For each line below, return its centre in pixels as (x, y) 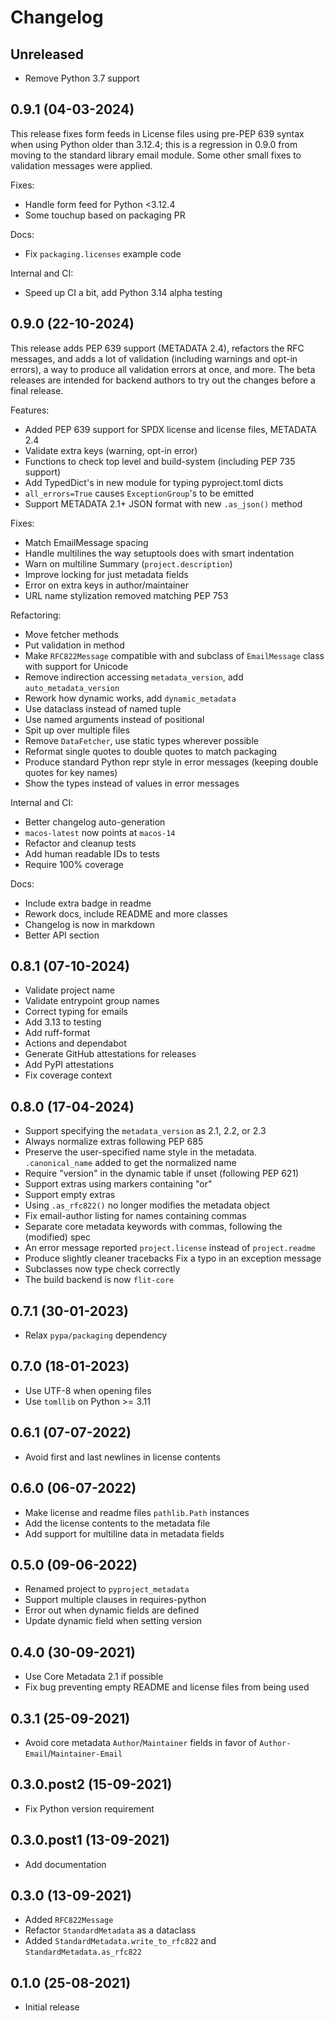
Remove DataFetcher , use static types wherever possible (141, 740)
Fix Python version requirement (89, 1808)
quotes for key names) (71, 772)
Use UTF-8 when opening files (88, 1390)
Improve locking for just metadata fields (106, 574)
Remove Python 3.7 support (82, 78)
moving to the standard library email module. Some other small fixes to (156, 155)
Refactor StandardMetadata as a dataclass (110, 1930)
